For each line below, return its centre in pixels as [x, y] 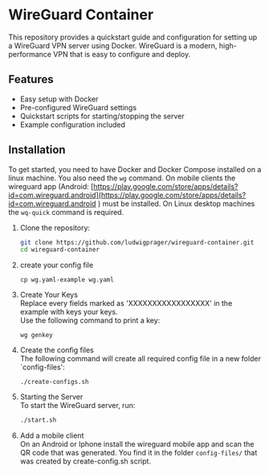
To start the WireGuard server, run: [77, 406]
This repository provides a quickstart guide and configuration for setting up [133, 37]
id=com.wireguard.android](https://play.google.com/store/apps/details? [127, 195]
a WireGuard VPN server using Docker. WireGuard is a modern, [113, 45]
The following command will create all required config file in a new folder [140, 359]
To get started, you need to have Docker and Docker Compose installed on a [135, 169]
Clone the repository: [55, 228]
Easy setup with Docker [59, 99]
